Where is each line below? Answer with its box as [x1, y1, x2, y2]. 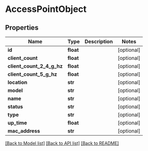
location [7, 79, 27, 86]
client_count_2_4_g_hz [7, 63, 63, 69]
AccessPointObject [5, 3, 87, 15]
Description [84, 38, 113, 45]
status [7, 103, 23, 110]
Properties [5, 23, 39, 32]
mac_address [7, 128, 40, 134]
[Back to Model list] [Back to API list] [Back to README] [5, 141, 119, 146]
